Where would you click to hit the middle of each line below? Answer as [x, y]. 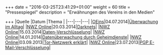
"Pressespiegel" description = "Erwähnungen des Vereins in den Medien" [80, 12]
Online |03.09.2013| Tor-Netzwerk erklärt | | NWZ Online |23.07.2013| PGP [77, 42]
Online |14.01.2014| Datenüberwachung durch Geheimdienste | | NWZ [73, 37]
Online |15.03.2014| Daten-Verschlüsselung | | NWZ [55, 32]
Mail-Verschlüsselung [27, 47]
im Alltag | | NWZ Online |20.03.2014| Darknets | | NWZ [58, 27]
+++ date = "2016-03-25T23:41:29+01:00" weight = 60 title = [68, 7]
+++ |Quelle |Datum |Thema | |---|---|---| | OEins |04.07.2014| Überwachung [81, 22]
